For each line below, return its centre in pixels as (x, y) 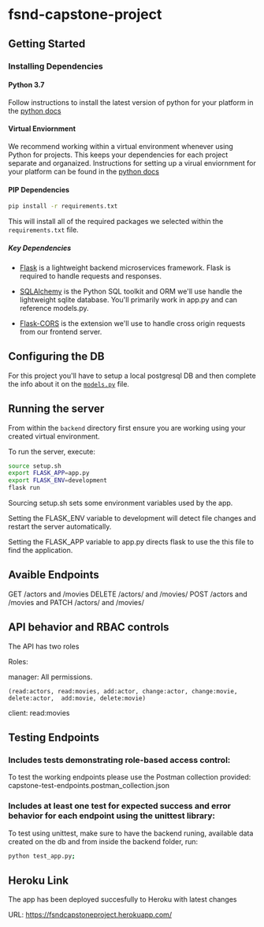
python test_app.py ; (42, 856)
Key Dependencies (40, 248)
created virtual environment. (54, 436)
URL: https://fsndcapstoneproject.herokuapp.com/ (90, 915)
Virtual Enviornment (42, 129)
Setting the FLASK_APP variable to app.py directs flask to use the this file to (131, 542)
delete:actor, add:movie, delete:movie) (77, 698)
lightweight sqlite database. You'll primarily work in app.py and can (128, 299)
